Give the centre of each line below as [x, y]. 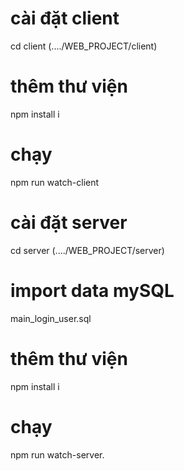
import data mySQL [92, 290]
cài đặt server [69, 223]
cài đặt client [65, 18]
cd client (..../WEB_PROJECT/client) [84, 46]
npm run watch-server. [57, 454]
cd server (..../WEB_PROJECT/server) [87, 250]
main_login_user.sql [51, 318]
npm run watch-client [55, 182]
